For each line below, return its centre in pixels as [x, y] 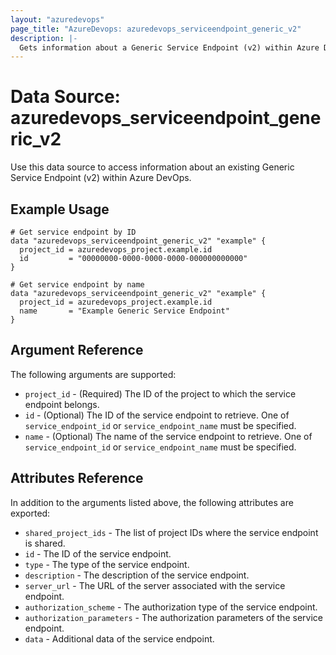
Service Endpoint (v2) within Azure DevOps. [101, 178]
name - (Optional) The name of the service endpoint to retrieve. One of [168, 436]
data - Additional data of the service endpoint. [119, 638]
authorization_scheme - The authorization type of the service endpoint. [171, 607]
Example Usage [60, 209]
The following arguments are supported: [93, 374]
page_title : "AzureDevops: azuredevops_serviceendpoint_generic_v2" [156, 29]
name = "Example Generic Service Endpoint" [124, 311]
